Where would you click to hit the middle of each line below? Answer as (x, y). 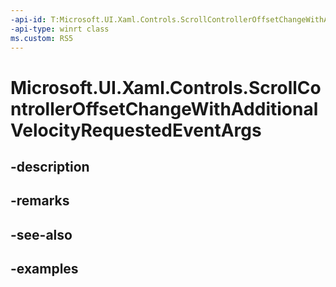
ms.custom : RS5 (42, 38)
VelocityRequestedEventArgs (136, 130)
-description (50, 166)
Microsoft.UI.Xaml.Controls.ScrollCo (166, 87)
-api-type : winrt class (60, 29)
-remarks (40, 201)
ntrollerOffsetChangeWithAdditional (164, 108)
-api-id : (28, 19)
